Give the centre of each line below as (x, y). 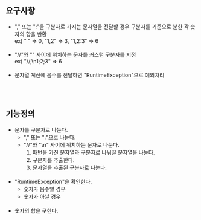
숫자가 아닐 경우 (42, 196)
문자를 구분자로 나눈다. (41, 129)
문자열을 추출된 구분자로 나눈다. (69, 167)
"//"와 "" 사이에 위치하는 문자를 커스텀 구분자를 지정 (75, 54)
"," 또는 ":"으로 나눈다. (49, 137)
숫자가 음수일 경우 (44, 189)
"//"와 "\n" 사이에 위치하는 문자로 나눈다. (72, 144)
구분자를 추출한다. (53, 160)
